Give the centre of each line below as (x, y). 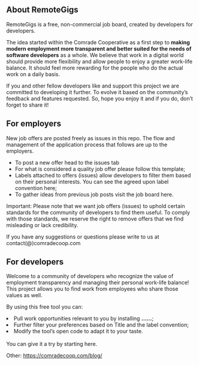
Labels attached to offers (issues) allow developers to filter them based (103, 175)
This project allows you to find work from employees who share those (92, 289)
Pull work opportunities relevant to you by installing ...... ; (84, 319)
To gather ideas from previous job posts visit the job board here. (94, 194)
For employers (34, 124)
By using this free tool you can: (44, 307)
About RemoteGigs (43, 10)
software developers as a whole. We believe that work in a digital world (95, 55)
